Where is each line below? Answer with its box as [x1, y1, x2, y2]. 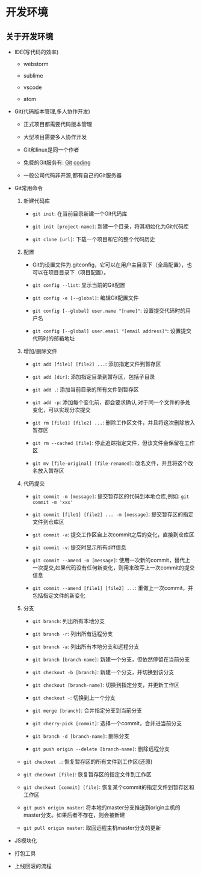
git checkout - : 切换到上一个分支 [32, 694, 116, 701]
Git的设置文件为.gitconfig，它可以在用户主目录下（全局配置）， [32, 261, 187, 268]
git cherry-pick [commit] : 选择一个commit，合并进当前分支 [32, 720, 182, 726]
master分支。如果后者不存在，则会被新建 [23, 811, 125, 818]
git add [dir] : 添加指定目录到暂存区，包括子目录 [32, 373, 155, 380]
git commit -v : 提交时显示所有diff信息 [32, 544, 127, 551]
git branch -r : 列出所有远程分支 [32, 630, 113, 637]
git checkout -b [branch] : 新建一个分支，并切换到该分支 [32, 669, 175, 675]
